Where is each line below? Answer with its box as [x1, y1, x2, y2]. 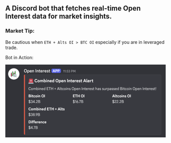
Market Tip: [5, 28, 35, 35]
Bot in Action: [5, 54, 34, 60]
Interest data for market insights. [5, 12, 112, 21]
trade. [5, 44, 18, 51]
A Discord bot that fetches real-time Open [5, 4, 141, 13]
